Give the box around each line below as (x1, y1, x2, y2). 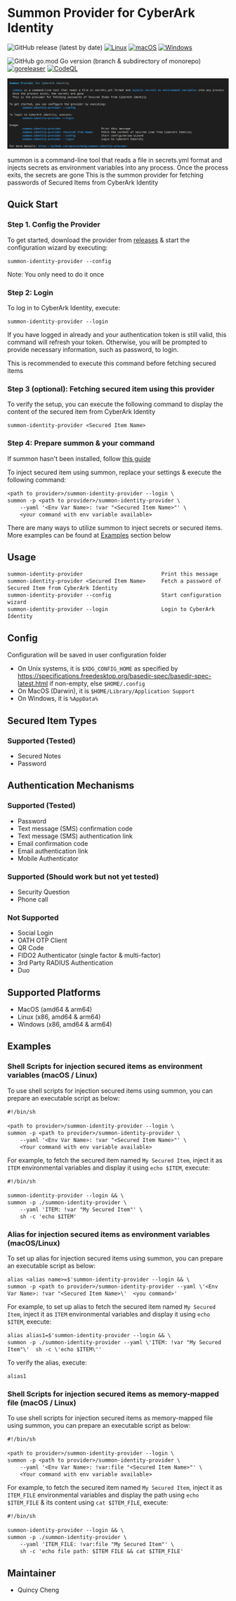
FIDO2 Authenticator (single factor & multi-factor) (17, 951, 161, 960)
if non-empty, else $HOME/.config (49, 679, 145, 688)
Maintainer (7, 1567, 56, 1579)
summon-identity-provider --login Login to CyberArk (7, 606, 216, 613)
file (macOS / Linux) (7, 1398, 77, 1407)
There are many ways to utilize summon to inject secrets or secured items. (7, 523, 223, 532)
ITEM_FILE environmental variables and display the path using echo (7, 1491, 199, 1500)
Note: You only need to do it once (7, 270, 105, 279)
